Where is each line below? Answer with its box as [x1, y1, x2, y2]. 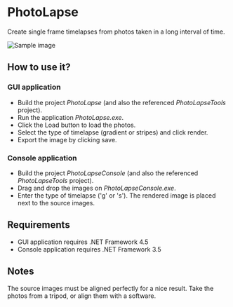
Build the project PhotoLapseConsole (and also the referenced [17, 169, 199, 177]
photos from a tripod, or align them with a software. [7, 292, 157, 300]
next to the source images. [17, 198, 95, 207]
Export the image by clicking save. [17, 135, 117, 144]
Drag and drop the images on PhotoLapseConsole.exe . [17, 184, 177, 192]
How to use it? [7, 61, 71, 74]
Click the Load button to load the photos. [17, 121, 136, 129]
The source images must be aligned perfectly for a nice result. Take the [7, 284, 214, 292]
